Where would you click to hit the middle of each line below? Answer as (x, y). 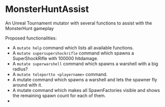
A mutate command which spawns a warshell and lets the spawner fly (85, 79)
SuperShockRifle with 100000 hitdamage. (55, 58)
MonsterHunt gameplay (30, 28)
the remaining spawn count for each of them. (59, 95)
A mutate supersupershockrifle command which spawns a (73, 53)
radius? (20, 69)
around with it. (27, 85)
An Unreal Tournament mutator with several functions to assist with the (78, 23)
